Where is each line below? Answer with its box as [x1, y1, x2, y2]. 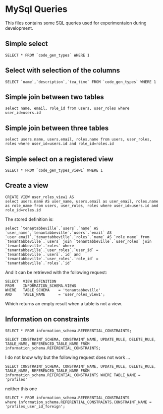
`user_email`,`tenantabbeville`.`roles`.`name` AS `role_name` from [5, 234, 150, 239]
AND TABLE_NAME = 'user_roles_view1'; [5, 292, 106, 297]
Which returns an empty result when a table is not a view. [5, 300, 122, 306]
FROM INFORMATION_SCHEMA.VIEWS [5, 283, 77, 288]
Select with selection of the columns [5, 66, 120, 75]
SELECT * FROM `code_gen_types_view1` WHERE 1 [5, 168, 103, 173]
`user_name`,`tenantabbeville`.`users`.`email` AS [5, 230, 112, 235]
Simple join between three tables [5, 124, 109, 132]
